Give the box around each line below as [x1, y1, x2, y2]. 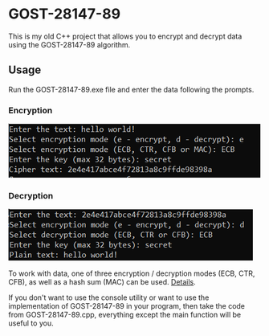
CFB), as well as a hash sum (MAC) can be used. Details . [8, 277, 197, 287]
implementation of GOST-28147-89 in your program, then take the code [8, 301, 246, 311]
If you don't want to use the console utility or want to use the [8, 293, 210, 302]
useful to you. [8, 318, 54, 328]
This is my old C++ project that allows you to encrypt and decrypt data [8, 31, 243, 41]
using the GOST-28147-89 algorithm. [8, 39, 131, 49]
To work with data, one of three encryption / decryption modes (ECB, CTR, [8, 268, 255, 278]
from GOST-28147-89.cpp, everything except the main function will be [8, 310, 242, 320]
